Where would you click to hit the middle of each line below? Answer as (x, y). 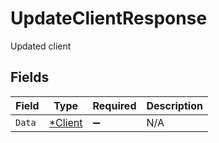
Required (114, 105)
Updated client (41, 46)
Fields (30, 77)
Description (174, 105)
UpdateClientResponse (109, 18)
